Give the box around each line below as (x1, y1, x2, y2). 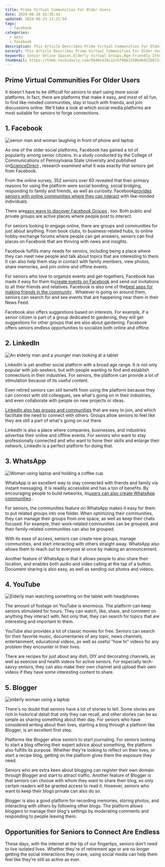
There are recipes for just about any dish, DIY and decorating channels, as (5, 653, 156, 659)
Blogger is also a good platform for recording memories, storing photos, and (5, 797, 159, 804)
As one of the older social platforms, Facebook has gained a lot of (5, 146, 138, 153)
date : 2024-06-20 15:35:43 (5, 12, 60, 17)
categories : (5, 30, 29, 35)
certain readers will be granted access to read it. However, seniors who (5, 783, 149, 789)
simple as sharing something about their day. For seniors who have (5, 717, 141, 722)
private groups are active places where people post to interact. (5, 213, 133, 219)
